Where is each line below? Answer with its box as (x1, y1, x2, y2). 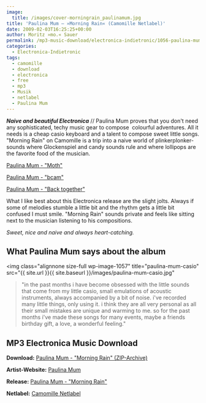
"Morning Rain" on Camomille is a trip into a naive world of (6, 136, 154, 144)
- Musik (12, 89, 32, 95)
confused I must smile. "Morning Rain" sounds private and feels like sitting (6, 210, 195, 218)
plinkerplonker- (155, 136, 194, 144)
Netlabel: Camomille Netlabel (6, 390, 81, 397)
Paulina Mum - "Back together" (6, 185, 85, 193)
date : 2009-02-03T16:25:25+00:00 (6, 26, 92, 33)
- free (12, 77, 29, 83)
